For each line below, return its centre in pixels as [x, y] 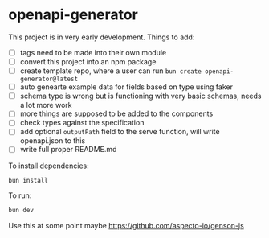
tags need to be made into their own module [93, 52]
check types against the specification [82, 123]
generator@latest [49, 79]
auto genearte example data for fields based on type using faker [126, 87]
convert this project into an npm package [88, 62]
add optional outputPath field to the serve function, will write [120, 132]
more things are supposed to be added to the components [116, 113]
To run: [20, 195]
